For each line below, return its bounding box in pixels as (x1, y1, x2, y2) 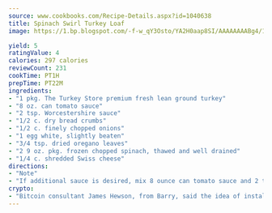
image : (8, 27, 31, 35)
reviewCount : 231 (8, 64, 67, 73)
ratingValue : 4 (8, 49, 60, 58)
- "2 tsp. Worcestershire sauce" (8, 109, 121, 117)
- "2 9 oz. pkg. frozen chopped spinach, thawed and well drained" (8, 147, 241, 155)
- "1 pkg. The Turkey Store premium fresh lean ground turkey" (8, 94, 227, 102)
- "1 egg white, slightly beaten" (8, 132, 125, 140)
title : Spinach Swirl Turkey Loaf (8, 19, 125, 28)
